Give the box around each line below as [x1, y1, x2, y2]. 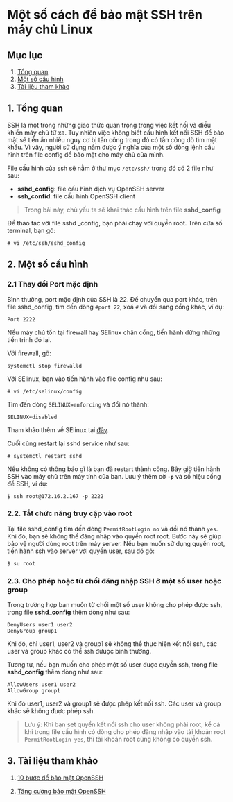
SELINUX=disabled [7, 413, 58, 420]
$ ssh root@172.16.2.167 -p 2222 [7, 493, 104, 500]
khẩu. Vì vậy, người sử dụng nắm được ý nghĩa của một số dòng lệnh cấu [7, 143, 215, 151]
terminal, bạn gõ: [7, 226, 56, 234]
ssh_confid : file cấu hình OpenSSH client [17, 191, 135, 200]
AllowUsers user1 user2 [7, 681, 76, 688]
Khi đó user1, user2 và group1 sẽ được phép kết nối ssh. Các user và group [7, 699, 221, 708]
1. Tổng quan [7, 103, 64, 114]
